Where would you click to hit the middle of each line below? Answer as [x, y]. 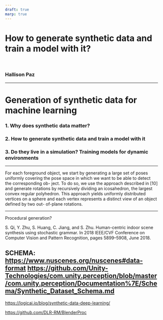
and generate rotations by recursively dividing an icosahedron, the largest [79, 188]
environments [22, 158]
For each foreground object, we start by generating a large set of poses [76, 173]
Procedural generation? [28, 218]
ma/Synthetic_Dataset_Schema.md [60, 291]
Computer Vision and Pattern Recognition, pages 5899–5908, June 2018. [78, 238]
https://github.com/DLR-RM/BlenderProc [46, 312]
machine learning [41, 110]
